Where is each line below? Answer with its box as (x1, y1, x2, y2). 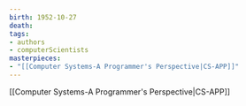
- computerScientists (9, 46, 89, 55)
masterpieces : (9, 54, 62, 63)
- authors (9, 37, 46, 47)
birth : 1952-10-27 (9, 12, 77, 22)
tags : (9, 29, 29, 38)
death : (9, 21, 34, 30)
